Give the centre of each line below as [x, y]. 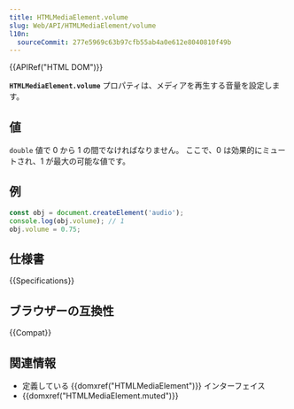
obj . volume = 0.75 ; [45, 229]
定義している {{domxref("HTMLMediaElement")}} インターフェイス [143, 385]
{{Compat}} [30, 333]
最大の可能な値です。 [92, 161]
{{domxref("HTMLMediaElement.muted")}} [100, 396]
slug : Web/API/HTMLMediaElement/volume [83, 26]
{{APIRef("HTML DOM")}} [56, 67]
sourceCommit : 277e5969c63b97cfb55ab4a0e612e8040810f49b [124, 42]
